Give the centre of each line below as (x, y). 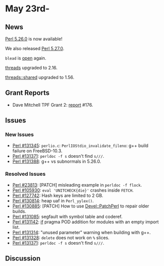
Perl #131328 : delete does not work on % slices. (61, 237)
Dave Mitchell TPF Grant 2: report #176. (53, 105)
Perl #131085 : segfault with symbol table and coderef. (67, 216)
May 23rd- (27, 9)
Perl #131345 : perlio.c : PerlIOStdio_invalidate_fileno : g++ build (80, 145)
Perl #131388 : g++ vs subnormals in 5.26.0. (57, 161)
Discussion (23, 259)
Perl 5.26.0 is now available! (34, 39)
